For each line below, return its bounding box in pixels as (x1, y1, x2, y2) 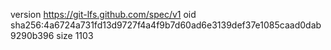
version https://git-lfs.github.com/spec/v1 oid (10, 9, 197, 20)
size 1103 (56, 30, 94, 41)
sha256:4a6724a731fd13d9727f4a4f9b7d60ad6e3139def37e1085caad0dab (10, 19, 322, 31)
